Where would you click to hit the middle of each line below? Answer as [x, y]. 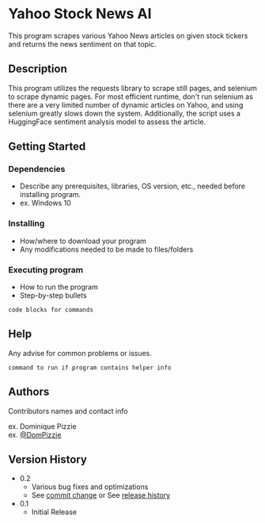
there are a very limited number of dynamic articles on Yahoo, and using [126, 104]
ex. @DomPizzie [35, 434]
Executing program [46, 270]
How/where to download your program [83, 241]
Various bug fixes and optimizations [90, 487]
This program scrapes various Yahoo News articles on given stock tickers [128, 36]
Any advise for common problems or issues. [80, 353]
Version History [47, 460]
